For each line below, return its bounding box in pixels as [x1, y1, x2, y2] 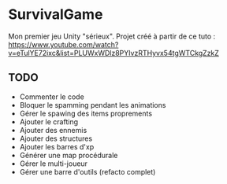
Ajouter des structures [19, 134, 93, 143]
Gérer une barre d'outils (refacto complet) [19, 167, 156, 176]
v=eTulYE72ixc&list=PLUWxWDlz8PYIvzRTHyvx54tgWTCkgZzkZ [8, 48, 219, 57]
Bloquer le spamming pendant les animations [19, 100, 166, 109]
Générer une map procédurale [19, 150, 118, 160]
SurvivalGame [8, 6, 103, 24]
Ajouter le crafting [19, 116, 79, 127]
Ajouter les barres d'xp [19, 142, 95, 151]
